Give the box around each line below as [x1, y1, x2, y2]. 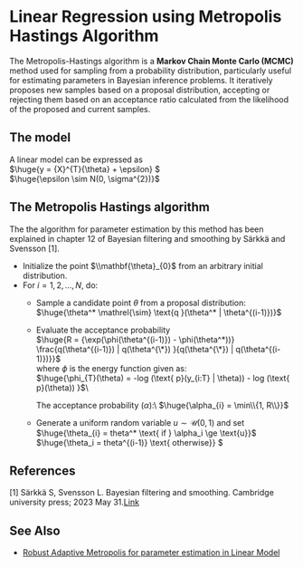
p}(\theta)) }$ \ [35, 382, 89, 393]
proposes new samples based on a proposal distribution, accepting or [9, 84, 270, 95]
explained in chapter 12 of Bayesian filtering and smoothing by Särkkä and [9, 233, 286, 244]
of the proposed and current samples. [9, 103, 151, 114]
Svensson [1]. [9, 243, 61, 254]
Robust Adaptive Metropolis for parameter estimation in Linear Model [22, 547, 280, 558]
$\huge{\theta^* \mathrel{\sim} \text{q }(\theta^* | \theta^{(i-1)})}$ [35, 306, 282, 318]
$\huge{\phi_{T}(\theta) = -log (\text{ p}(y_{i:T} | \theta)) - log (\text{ [35, 372, 290, 383]
